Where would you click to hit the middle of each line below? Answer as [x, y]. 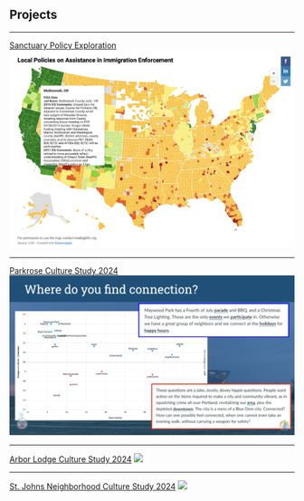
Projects [33, 15]
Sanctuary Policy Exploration [63, 45]
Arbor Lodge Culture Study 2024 [71, 459]
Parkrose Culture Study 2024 [64, 271]
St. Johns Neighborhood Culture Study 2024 [93, 487]
